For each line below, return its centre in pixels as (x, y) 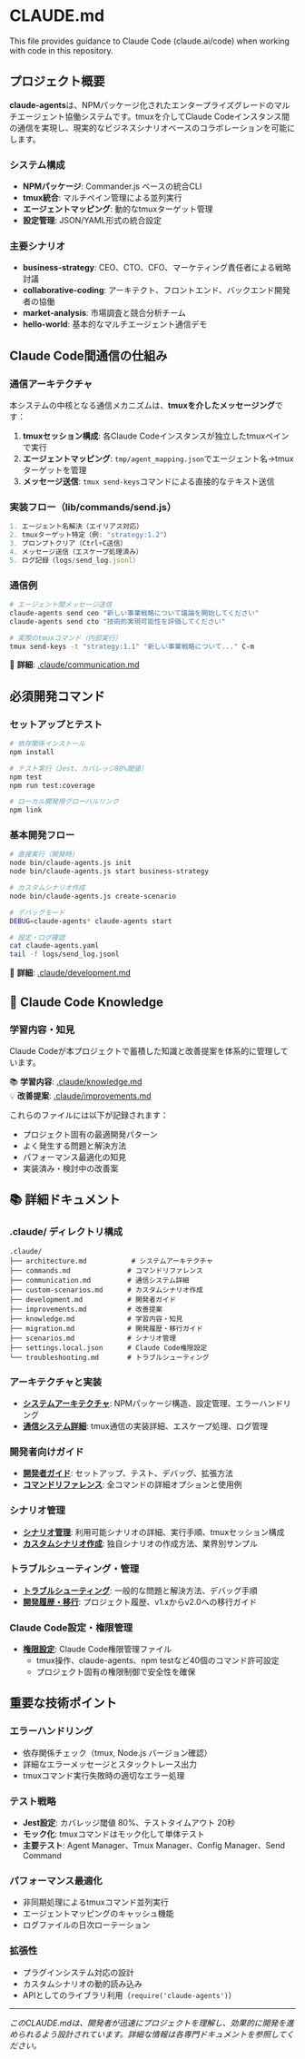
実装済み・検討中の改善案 (70, 1168)
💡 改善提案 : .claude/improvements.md (80, 1096)
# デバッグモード (37, 912)
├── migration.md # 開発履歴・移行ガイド (106, 1328)
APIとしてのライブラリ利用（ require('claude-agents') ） (129, 1995)
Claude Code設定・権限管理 (71, 1628)
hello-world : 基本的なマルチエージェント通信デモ (115, 324)
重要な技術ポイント (63, 1703)
